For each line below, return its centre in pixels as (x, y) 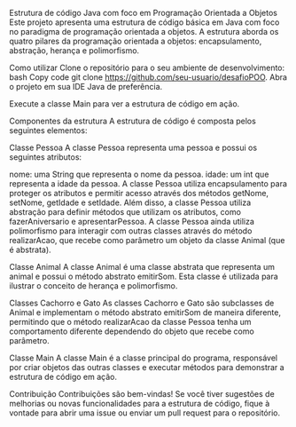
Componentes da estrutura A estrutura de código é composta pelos (133, 121)
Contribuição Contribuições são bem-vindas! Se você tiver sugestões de (142, 394)
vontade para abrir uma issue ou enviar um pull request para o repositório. (145, 413)
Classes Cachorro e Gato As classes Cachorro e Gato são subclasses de (142, 303)
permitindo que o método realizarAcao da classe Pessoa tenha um (130, 322)
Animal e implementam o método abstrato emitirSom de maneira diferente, (145, 312)
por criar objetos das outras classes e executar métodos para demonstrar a (147, 367)
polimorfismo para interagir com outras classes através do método (131, 231)
